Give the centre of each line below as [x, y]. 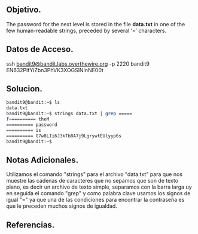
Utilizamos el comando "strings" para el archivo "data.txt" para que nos [95, 174]
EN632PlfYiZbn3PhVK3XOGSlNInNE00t [55, 70]
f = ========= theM [28, 119]
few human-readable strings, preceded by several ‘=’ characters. [86, 30]
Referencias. [31, 225]
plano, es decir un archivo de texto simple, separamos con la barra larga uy [99, 187]
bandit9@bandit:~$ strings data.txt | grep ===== [69, 114]
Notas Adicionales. [42, 160]
